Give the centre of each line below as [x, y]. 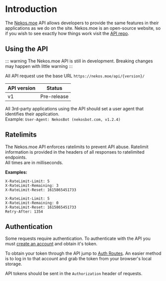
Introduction [31, 9]
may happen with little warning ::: [39, 66]
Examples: [16, 172]
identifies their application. [32, 114]
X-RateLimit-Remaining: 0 [32, 203]
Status [55, 88]
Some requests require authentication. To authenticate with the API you [78, 238]
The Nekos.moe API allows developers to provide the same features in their [82, 23]
